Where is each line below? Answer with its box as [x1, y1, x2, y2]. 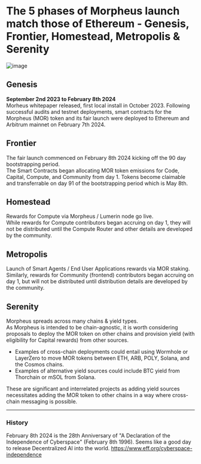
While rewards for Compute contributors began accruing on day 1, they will [6, 219, 191, 226]
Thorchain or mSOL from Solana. [14, 374, 96, 381]
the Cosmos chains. [14, 361, 64, 368]
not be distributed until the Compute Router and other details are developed [6, 226, 193, 233]
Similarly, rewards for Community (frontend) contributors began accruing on [6, 271, 194, 279]
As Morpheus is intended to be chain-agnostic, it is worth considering [6, 324, 178, 330]
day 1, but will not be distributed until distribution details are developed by [6, 278, 188, 285]
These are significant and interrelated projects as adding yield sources [6, 385, 180, 392]
